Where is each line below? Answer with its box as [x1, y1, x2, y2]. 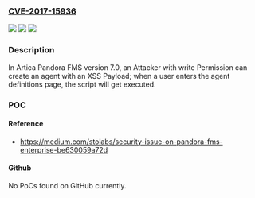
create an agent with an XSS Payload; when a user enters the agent [8, 71, 230, 80]
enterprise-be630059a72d [19, 145, 108, 154]
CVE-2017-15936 [8, 6, 77, 17]
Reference [8, 119, 44, 129]
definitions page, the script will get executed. [8, 80, 157, 89]
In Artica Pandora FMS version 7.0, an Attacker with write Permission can [8, 62, 248, 72]
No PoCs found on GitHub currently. [8, 181, 127, 190]
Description [8, 45, 55, 56]
